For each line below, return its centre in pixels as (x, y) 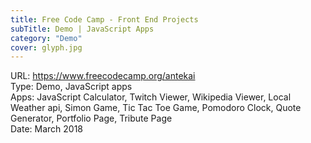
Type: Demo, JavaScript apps (71, 87)
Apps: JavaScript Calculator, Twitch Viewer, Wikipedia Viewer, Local (151, 97)
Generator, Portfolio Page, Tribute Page (91, 118)
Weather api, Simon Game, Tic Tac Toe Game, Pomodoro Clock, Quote (156, 108)
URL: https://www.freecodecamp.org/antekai (103, 76)
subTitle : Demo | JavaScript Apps (82, 29)
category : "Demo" (46, 38)
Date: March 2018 (47, 129)
